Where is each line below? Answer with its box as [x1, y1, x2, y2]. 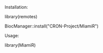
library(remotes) [4, 14, 37, 19]
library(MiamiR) [4, 42, 36, 48]
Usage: [4, 33, 19, 38]
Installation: [4, 4, 28, 10]
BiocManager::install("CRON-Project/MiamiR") [4, 23, 99, 29]
